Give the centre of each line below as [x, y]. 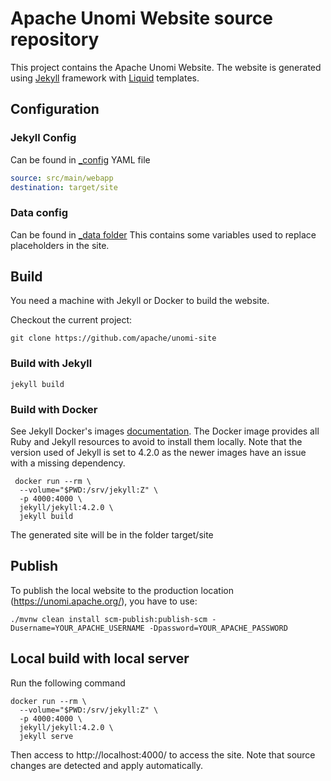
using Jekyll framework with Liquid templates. [105, 78]
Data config [39, 213]
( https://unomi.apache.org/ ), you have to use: [104, 601]
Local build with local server [100, 658]
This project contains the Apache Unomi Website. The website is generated [166, 67]
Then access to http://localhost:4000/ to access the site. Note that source [163, 754]
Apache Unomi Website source [141, 18]
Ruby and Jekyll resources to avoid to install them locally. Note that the [156, 442]
